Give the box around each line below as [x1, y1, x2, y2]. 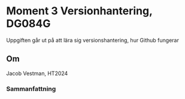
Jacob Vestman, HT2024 [6, 70, 68, 77]
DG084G [6, 17, 51, 30]
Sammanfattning [6, 85, 56, 93]
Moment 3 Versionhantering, [6, 4, 153, 18]
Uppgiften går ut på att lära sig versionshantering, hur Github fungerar [6, 36, 180, 44]
